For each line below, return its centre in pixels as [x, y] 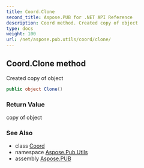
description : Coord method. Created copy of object [72, 23]
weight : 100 [21, 34]
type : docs [20, 28]
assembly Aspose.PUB [43, 158]
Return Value [25, 104]
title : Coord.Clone [31, 12]
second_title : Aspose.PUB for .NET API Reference [70, 17]
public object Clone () [34, 89]
